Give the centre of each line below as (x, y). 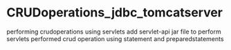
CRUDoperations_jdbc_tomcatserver (114, 13)
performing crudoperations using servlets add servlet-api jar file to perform (114, 32)
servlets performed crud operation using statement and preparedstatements (115, 38)
